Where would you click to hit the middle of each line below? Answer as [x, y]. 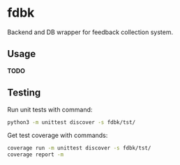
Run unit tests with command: [50, 109]
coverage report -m [36, 155]
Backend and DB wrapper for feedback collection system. [90, 32]
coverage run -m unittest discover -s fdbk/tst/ [79, 148]
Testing [24, 93]
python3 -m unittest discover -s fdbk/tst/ [72, 122]
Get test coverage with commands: [58, 135]
